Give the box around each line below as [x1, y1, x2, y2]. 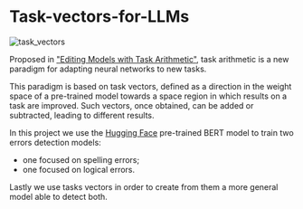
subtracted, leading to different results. [9, 109, 156, 120]
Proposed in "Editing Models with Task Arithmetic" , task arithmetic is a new [9, 53, 289, 64]
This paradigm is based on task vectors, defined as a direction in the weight [9, 81, 292, 91]
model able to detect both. [9, 191, 109, 202]
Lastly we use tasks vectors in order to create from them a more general [9, 181, 279, 192]
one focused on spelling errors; [22, 154, 140, 165]
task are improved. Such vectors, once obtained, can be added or [9, 100, 254, 110]
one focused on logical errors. [22, 164, 136, 175]
